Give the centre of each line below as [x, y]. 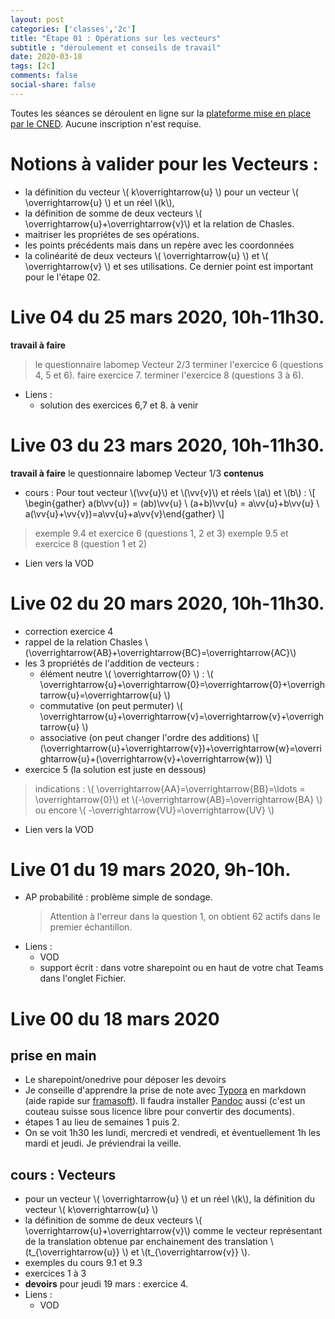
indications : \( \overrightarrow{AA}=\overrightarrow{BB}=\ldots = [170, 788]
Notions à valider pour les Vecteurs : [164, 163]
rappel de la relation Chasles [83, 642]
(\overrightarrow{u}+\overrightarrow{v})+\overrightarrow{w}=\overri [180, 748]
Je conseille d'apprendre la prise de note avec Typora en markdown [165, 1090]
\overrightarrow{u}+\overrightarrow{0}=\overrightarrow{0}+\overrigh [182, 684]
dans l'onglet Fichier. [83, 978]
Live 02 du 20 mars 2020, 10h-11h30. [167, 603]
